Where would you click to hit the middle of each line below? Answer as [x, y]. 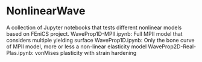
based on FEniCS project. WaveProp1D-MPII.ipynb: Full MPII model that [94, 33]
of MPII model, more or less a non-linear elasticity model [77, 46]
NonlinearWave [46, 11]
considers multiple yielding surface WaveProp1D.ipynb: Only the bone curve [100, 40]
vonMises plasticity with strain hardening [86, 52]
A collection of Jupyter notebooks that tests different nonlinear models [94, 27]
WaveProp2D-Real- [172, 46]
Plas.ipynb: [20, 52]
